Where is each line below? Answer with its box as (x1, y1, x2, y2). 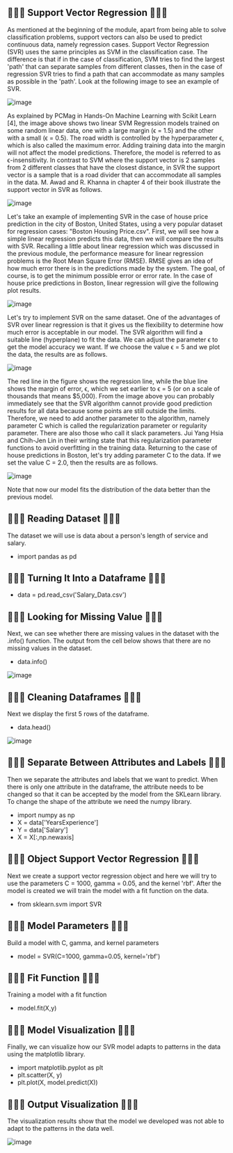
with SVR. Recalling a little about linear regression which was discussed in (7, 241, 219, 250)
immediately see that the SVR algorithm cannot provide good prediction (7, 399, 212, 408)
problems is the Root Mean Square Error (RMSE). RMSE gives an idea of (7, 257, 214, 265)
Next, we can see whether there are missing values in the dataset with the (7, 629, 219, 638)
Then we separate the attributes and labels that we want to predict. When (7, 775, 218, 783)
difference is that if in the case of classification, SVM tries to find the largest (7, 55, 225, 63)
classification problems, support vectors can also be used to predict (7, 33, 202, 41)
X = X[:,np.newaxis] (17, 832, 74, 841)
